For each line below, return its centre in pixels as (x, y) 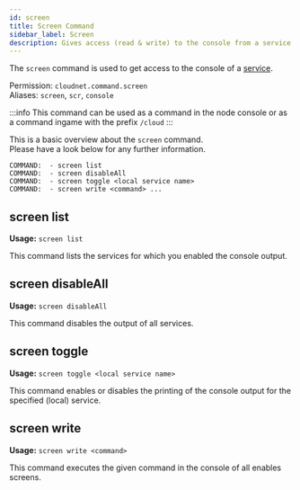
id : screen (30, 18)
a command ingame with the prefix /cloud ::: (91, 122)
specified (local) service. (55, 400)
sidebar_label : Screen (52, 34)
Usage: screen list (46, 238)
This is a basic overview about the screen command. (106, 139)
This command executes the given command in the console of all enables (146, 468)
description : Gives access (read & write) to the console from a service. (152, 43)
